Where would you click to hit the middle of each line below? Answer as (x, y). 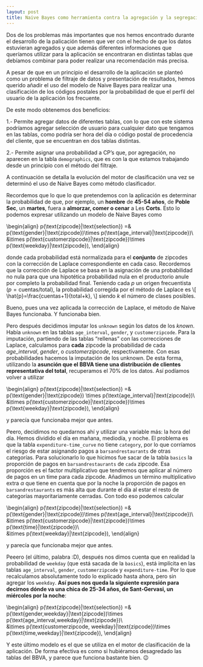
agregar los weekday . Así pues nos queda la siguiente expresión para (93, 582)
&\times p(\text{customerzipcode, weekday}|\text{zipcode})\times (89, 626)
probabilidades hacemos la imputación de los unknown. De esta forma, (95, 358)
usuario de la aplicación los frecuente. (54, 98)
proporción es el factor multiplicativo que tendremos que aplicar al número (99, 470)
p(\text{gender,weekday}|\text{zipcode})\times (65, 613)
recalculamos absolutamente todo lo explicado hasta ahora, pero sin (91, 576)
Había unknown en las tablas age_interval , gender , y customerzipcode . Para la (101, 332)
